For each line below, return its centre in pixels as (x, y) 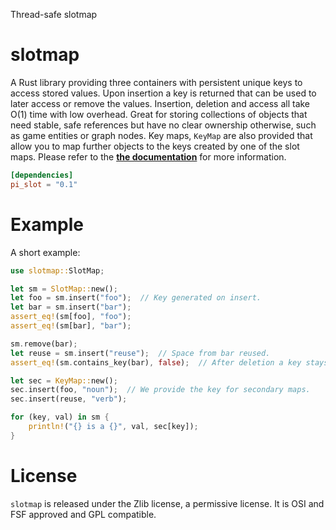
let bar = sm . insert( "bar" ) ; (71, 307)
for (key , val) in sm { (60, 417)
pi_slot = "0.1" (44, 184)
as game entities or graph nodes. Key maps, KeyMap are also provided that (161, 135)
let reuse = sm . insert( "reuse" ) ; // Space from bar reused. (140, 353)
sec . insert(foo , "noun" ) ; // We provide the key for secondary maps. (160, 390)
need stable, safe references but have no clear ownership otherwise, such (163, 125)
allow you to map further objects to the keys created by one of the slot (155, 146)
